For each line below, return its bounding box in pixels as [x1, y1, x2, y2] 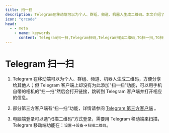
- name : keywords [14, 30, 51, 35]
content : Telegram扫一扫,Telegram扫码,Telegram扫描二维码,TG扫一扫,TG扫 [18, 35, 163, 40]
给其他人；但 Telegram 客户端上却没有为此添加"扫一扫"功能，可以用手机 [12, 82, 162, 88]
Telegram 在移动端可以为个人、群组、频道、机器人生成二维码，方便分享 [12, 75, 161, 81]
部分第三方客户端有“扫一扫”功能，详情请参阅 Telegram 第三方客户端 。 [12, 105, 159, 111]
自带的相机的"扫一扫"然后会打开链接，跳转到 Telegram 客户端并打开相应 [12, 88, 162, 94]
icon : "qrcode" [5, 16, 37, 21]
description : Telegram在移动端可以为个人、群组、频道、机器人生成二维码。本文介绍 [5, 12, 161, 17]
